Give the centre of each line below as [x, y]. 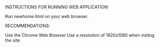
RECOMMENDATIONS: [27, 26]
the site [13, 40]
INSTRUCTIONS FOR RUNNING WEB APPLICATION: [57, 7]
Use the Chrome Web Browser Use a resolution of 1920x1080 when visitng [80, 35]
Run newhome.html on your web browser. [47, 16]
